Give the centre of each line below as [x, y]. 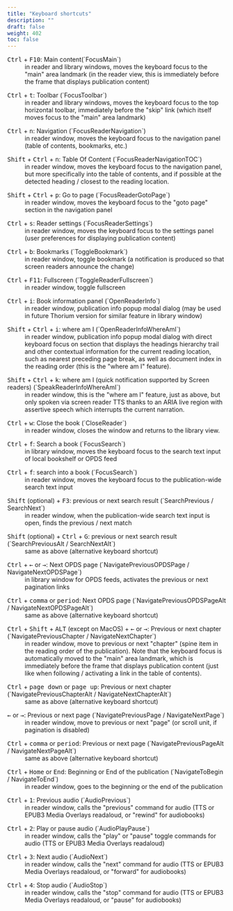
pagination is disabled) [57, 730]
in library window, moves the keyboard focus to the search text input [123, 451]
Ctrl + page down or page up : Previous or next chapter [89, 687]
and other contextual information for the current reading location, [118, 352]
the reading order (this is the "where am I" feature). [98, 366]
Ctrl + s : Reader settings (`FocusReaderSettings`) [80, 223]
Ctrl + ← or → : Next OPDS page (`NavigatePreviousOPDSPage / [98, 565]
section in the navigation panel [69, 210]
